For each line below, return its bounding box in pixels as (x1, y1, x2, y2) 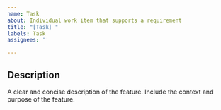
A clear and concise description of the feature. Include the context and (7, 87, 214, 96)
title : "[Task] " (7, 23, 59, 30)
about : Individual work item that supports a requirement (7, 17, 182, 24)
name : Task (7, 10, 40, 18)
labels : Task (7, 30, 46, 37)
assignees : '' (7, 37, 50, 44)
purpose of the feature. (7, 94, 76, 103)
